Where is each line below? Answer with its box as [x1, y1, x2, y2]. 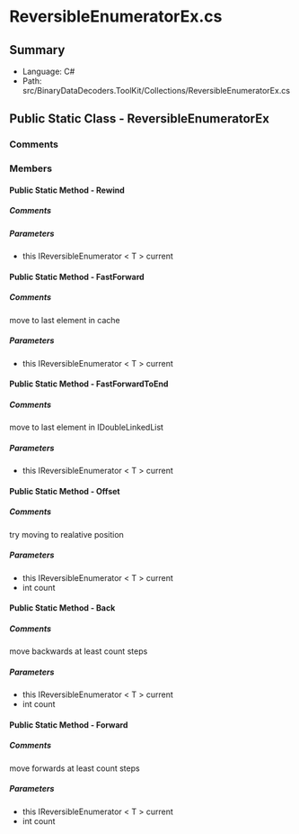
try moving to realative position [9, 529, 124, 539]
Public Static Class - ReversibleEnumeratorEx [9, 111, 269, 127]
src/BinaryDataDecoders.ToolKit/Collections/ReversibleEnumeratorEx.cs [22, 86, 290, 95]
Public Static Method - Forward [9, 719, 128, 730]
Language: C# [22, 66, 75, 77]
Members [9, 162, 52, 175]
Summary [9, 42, 66, 58]
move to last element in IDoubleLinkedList [9, 422, 164, 433]
